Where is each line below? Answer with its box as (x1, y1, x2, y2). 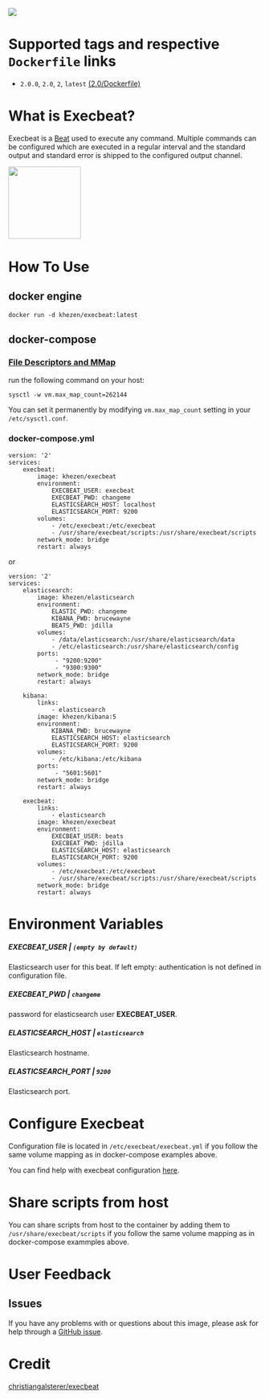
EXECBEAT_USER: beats (51, 832, 124, 840)
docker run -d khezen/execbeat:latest (8, 311, 138, 319)
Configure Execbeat (8, 1115, 145, 1133)
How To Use (8, 258, 90, 276)
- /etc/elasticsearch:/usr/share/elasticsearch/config (51, 642, 239, 650)
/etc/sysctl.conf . (8, 413, 68, 423)
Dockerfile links (8, 52, 116, 71)
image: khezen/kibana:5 (37, 713, 116, 721)
